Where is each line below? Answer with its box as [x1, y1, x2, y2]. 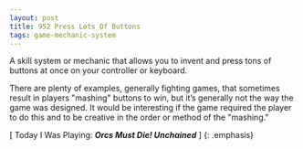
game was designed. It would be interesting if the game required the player [9, 102, 292, 113]
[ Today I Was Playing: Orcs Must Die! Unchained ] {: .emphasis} [9, 130, 254, 141]
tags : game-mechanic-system [9, 30, 117, 39]
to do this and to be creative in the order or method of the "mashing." [9, 112, 269, 123]
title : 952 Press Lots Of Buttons [9, 22, 141, 31]
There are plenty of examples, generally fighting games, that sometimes [9, 83, 280, 94]
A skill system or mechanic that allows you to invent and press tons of [9, 56, 272, 67]
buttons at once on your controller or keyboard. [9, 65, 188, 76]
